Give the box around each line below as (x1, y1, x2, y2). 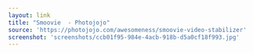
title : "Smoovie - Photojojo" (8, 19, 110, 26)
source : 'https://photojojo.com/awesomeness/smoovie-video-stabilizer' (8, 26, 247, 34)
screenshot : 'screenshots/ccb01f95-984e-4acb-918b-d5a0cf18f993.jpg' (8, 33, 240, 41)
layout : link (8, 11, 51, 19)
